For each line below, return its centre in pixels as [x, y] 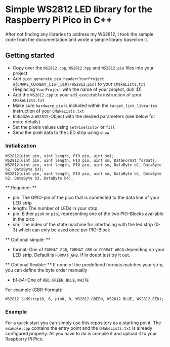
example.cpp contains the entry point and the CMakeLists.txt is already [79, 328]
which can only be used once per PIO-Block [64, 230]
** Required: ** [21, 188]
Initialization [21, 146]
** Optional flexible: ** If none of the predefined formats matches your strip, [84, 265]
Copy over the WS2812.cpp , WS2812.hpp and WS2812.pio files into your [83, 67]
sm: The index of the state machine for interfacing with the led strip [83, 225]
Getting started [30, 56]
